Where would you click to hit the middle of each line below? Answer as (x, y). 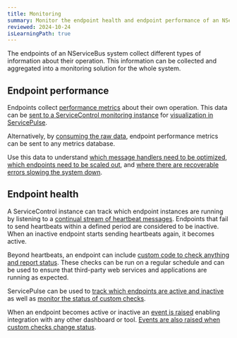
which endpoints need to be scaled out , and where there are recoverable (113, 165)
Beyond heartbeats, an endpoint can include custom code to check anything (119, 255)
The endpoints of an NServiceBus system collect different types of (104, 54)
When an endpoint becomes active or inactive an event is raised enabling (114, 312)
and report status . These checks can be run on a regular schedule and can (116, 262)
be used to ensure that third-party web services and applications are (107, 270)
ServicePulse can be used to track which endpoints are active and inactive (116, 291)
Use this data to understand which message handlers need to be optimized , (117, 157)
